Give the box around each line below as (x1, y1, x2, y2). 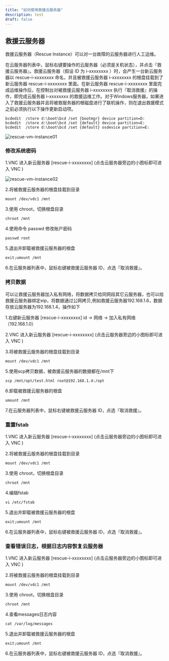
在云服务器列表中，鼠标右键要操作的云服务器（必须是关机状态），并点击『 (5, 62, 157, 68)
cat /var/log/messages (5, 622, 53, 627)
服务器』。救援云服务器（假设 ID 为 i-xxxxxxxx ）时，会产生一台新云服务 (14, 68, 162, 74)
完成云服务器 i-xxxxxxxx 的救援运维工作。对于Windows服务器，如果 (18, 93, 159, 99)
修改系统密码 (5, 147, 37, 155)
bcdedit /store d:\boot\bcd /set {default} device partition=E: (5, 121, 145, 126)
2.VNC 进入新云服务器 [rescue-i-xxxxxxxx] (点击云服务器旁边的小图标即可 (5, 331, 158, 337)
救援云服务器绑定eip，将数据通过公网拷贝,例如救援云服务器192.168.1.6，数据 (5, 297, 162, 303)
